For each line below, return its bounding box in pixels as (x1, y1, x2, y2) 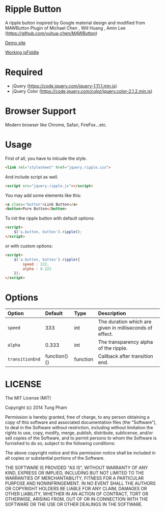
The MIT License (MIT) (5, 395, 52, 401)
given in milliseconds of (98, 325, 153, 331)
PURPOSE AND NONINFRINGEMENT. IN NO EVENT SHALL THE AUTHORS (5, 480, 156, 486)
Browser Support (5, 106, 76, 117)
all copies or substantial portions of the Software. (5, 455, 105, 461)
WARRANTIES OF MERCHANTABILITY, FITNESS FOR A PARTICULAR (5, 475, 144, 481)
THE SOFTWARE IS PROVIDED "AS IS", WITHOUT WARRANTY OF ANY (5, 465, 148, 471)
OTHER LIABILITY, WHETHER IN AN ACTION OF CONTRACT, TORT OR (5, 491, 148, 497)
